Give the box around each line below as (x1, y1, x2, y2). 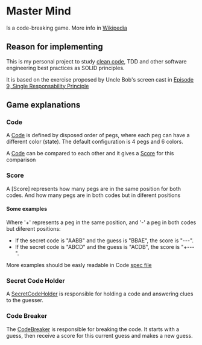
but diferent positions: (6, 225, 62, 232)
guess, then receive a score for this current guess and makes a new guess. (6, 332, 193, 339)
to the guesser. (6, 297, 44, 304)
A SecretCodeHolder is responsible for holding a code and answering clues (6, 290, 194, 297)
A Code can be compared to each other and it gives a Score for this (6, 150, 174, 157)
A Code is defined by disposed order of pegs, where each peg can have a (6, 132, 190, 139)
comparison (6, 156, 36, 164)
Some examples (6, 205, 48, 213)
